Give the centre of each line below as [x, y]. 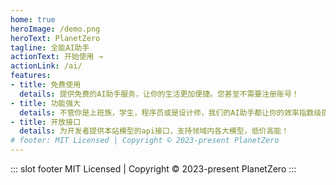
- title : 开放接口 [46, 122]
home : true [33, 19]
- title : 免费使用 [46, 85]
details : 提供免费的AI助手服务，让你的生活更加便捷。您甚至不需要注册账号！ [159, 94]
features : [31, 76]
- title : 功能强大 [46, 103]
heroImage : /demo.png [55, 29]
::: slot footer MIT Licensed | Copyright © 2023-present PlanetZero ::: [153, 169]
